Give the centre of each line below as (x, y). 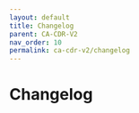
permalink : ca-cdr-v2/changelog (69, 51)
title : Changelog (42, 26)
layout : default (39, 17)
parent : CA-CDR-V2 (43, 34)
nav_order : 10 (36, 42)
